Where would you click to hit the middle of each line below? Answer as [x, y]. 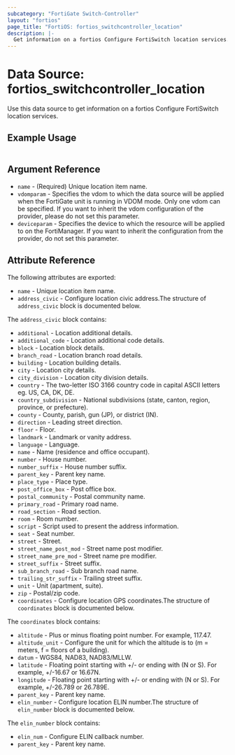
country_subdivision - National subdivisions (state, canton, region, [114, 400]
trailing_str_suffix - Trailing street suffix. [80, 578]
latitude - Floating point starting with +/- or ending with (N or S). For [117, 665]
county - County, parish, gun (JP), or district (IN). [88, 414]
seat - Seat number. [46, 533]
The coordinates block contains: [54, 621]
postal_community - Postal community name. [81, 496]
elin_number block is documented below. [76, 709]
